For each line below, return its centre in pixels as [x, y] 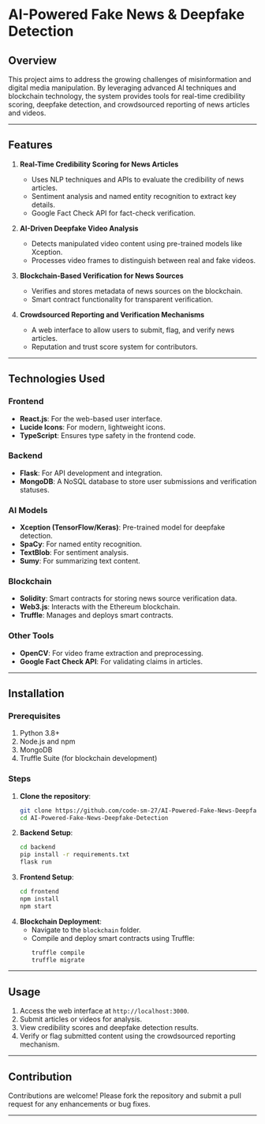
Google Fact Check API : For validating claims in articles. [111, 661]
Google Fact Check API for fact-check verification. [113, 213]
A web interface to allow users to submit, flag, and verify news [133, 330]
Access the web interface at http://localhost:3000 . [104, 1011]
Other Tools [31, 635]
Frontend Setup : [47, 877]
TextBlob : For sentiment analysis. [74, 553]
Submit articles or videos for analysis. [81, 1019]
